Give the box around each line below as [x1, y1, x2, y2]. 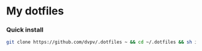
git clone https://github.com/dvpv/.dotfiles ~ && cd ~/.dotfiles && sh [6, 39, 192, 46]
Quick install [6, 26, 44, 34]
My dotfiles [6, 4, 64, 18]
